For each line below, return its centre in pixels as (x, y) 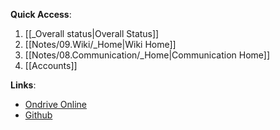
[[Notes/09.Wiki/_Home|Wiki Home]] (100, 44)
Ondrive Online (56, 104)
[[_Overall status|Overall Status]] (92, 33)
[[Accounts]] (51, 65)
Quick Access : (41, 14)
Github (38, 115)
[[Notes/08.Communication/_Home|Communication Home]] (147, 55)
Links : (23, 85)
